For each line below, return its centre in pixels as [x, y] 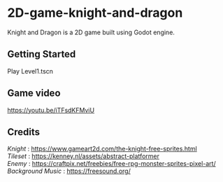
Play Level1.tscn [30, 71]
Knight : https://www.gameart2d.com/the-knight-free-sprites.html [102, 149]
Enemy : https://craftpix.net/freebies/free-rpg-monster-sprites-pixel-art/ [111, 164]
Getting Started [42, 54]
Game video [34, 93]
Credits [24, 132]
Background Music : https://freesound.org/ [69, 171]
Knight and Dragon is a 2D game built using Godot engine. [91, 32]
